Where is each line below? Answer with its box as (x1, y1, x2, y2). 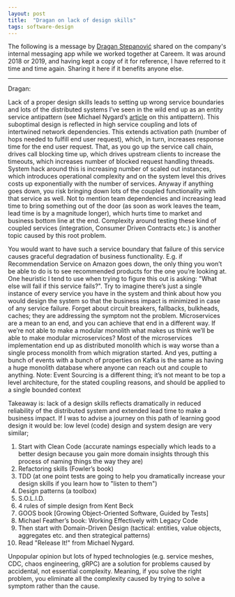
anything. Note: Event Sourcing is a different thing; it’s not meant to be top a (8, 371, 226, 379)
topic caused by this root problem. (8, 232, 107, 240)
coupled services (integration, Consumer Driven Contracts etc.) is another (8, 224, 221, 232)
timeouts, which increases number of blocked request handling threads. (8, 158, 215, 166)
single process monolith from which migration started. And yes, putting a (8, 349, 218, 357)
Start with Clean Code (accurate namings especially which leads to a (17, 442, 216, 451)
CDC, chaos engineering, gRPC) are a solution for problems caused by (8, 559, 211, 568)
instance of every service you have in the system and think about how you (8, 289, 222, 298)
